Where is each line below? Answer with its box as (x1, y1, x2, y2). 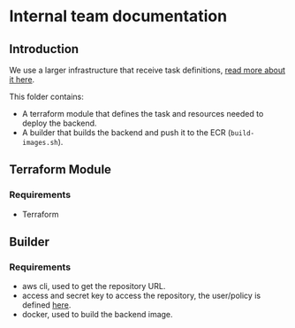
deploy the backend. (21, 118, 97, 128)
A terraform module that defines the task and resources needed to (21, 109, 264, 118)
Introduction (9, 42, 79, 57)
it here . (9, 74, 35, 85)
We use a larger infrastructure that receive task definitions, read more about (9, 65, 285, 75)
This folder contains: (9, 91, 84, 102)
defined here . (21, 300, 72, 310)
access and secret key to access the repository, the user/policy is (21, 290, 261, 301)
